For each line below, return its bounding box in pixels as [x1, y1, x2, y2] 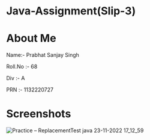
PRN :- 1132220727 [6, 86, 54, 93]
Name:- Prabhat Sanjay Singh [6, 51, 80, 59]
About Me [6, 32, 56, 45]
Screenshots [6, 107, 71, 121]
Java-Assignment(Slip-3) [6, 4, 136, 18]
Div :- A [6, 75, 25, 82]
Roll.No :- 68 [6, 63, 38, 70]
